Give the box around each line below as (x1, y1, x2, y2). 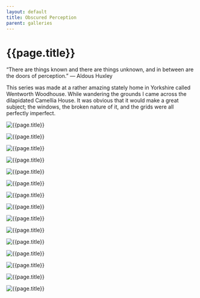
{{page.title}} (6, 46, 75, 60)
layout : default (6, 8, 47, 15)
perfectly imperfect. (6, 110, 56, 117)
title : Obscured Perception (6, 14, 77, 21)
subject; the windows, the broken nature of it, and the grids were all (6, 103, 174, 110)
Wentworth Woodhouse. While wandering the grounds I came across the (6, 90, 187, 98)
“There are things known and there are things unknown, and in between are (6, 66, 194, 73)
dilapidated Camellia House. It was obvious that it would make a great (6, 97, 179, 104)
